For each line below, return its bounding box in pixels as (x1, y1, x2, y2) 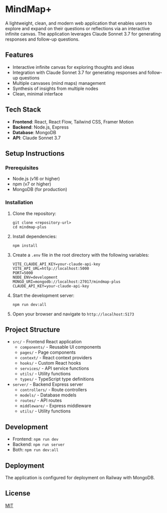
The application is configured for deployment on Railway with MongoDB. (5, 474, 155, 480)
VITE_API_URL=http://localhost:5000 (12, 266, 89, 271)
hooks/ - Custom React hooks (20, 360, 81, 366)
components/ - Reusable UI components (20, 344, 101, 350)
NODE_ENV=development (12, 275, 58, 280)
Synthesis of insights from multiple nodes (12, 85, 99, 91)
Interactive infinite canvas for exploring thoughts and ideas (12, 64, 134, 70)
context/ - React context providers (20, 355, 92, 361)
